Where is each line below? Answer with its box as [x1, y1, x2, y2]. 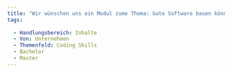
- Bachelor [13, 49, 45, 56]
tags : [7, 16, 23, 23]
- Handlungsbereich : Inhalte [13, 29, 97, 36]
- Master [13, 55, 39, 62]
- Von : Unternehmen [13, 36, 70, 43]
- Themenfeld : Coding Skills [13, 42, 97, 49]
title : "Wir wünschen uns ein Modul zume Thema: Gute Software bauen [7, 10, 212, 17]
